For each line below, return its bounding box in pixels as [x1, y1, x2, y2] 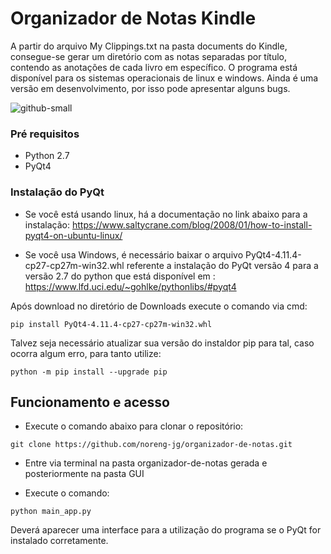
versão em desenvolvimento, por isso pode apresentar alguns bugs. [10, 82, 291, 94]
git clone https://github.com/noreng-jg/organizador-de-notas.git [10, 440, 293, 450]
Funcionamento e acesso [10, 393, 170, 411]
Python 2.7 [24, 150, 70, 162]
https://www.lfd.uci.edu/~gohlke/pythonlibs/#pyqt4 [24, 280, 237, 292]
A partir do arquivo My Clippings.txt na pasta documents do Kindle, [10, 40, 288, 52]
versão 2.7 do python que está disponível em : [24, 270, 216, 282]
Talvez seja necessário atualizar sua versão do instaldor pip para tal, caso [10, 337, 315, 349]
